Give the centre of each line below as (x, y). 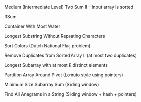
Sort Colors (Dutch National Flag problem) (48, 46)
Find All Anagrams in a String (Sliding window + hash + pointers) (71, 94)
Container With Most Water (33, 26)
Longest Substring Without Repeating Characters (55, 36)
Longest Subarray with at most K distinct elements (56, 65)
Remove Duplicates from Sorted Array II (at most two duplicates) (71, 55)
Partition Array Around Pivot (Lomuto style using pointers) (64, 75)
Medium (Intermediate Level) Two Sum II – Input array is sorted (69, 7)
